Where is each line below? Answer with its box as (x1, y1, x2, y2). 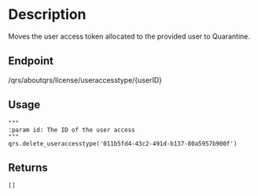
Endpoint (8, 54, 53, 68)
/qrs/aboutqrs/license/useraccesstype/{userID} (8, 75, 163, 84)
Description (8, 6, 87, 24)
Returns (8, 161, 49, 174)
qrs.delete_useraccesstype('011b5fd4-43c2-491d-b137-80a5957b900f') (8, 139, 238, 147)
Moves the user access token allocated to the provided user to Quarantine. (8, 31, 250, 41)
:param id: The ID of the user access (8, 126, 135, 134)
